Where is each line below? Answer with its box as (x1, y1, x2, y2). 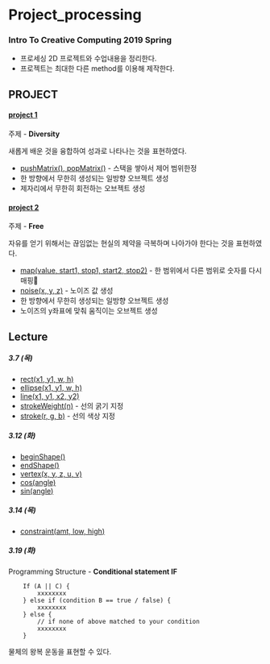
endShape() (19, 460, 60, 470)
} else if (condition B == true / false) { (23, 596, 172, 604)
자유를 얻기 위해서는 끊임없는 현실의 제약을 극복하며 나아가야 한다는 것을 (8, 239, 235, 248)
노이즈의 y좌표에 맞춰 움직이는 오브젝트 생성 (19, 306, 159, 316)
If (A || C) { (23, 582, 70, 590)
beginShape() (19, 451, 66, 461)
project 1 (8, 110, 38, 120)
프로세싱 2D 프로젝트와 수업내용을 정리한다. (19, 54, 157, 64)
